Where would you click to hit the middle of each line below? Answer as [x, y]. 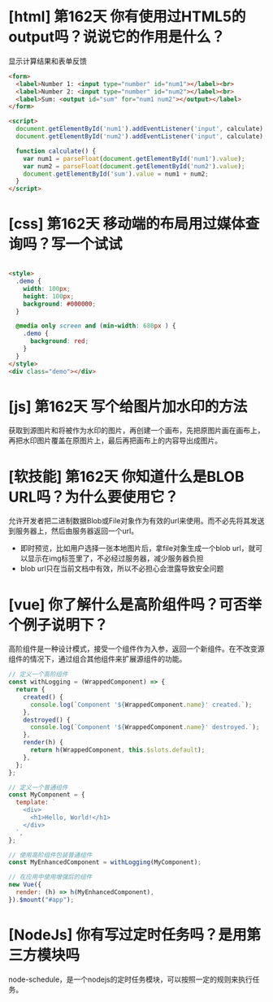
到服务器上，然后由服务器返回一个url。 [74, 531]
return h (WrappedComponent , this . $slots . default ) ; [117, 750]
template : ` [36, 802]
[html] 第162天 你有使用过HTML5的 [127, 17]
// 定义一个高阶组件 [38, 675]
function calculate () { [56, 151]
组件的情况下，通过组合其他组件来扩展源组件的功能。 [97, 659]
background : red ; [59, 341]
